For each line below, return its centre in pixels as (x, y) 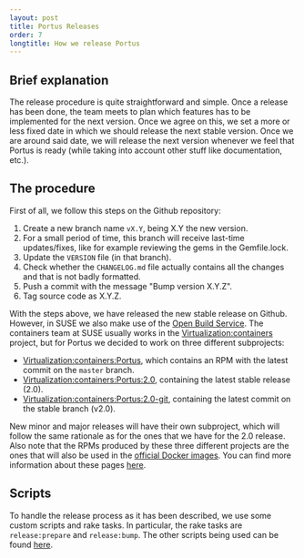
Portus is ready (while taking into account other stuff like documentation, (146, 150)
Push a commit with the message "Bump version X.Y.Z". (127, 286)
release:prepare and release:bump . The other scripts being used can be (144, 534)
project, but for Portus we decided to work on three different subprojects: (147, 342)
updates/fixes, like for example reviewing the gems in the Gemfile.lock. (155, 248)
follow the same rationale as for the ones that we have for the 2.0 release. (147, 436)
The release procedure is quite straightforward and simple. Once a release (149, 102)
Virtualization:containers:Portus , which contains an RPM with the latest (155, 360)
